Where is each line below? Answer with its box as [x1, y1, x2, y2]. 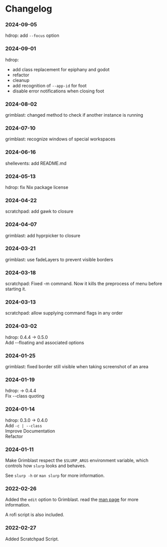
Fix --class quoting [5, 393, 45, 399]
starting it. [5, 286, 27, 292]
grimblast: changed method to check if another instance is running [5, 112, 143, 118]
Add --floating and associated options [5, 339, 85, 345]
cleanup [12, 77, 30, 83]
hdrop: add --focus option [5, 32, 59, 38]
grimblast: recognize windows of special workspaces [5, 136, 116, 142]
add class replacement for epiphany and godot [12, 66, 110, 72]
